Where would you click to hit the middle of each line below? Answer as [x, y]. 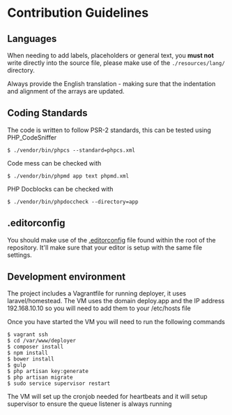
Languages [32, 39]
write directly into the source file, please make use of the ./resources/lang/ [116, 63]
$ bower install [31, 359]
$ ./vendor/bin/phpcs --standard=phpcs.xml [71, 150]
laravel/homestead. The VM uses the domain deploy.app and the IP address [116, 301]
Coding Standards [47, 113]
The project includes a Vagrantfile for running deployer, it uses [97, 293]
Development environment [67, 277]
